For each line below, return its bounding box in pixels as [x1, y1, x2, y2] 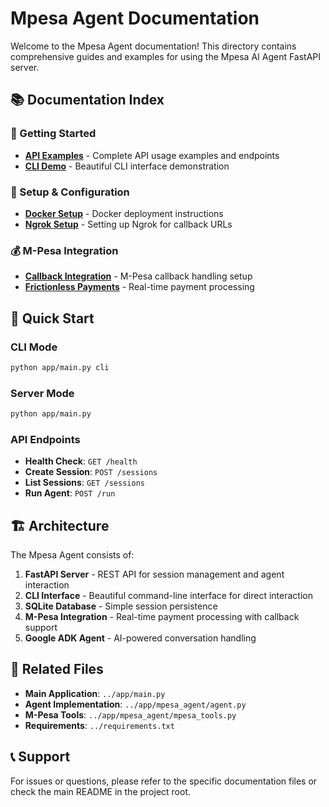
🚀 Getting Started [10, 127, 97, 141]
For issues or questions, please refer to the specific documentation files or [10, 775, 318, 787]
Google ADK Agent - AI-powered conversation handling [24, 632, 257, 644]
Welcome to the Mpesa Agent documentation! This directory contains [10, 40, 297, 52]
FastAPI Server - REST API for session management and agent [24, 568, 285, 581]
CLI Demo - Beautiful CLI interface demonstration [24, 160, 230, 172]
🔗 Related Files [10, 661, 104, 678]
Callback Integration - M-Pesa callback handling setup [24, 270, 253, 282]
